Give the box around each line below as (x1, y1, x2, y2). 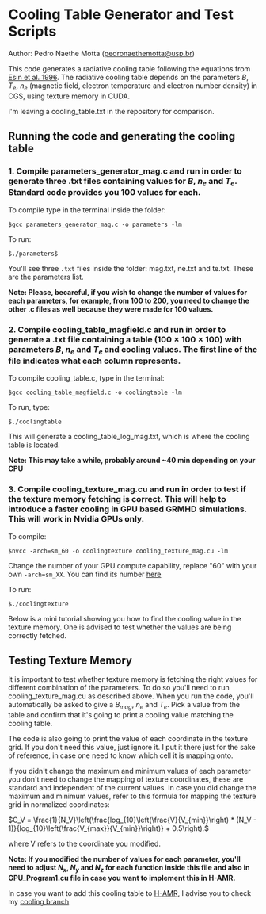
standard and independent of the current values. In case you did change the (8, 783, 257, 793)
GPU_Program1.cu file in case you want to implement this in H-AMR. (8, 873, 236, 882)
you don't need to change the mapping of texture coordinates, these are (8, 774, 244, 784)
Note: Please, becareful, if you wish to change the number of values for (8, 287, 248, 296)
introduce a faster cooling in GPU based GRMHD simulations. (8, 503, 247, 514)
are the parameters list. (8, 272, 85, 281)
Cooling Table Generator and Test (8, 6, 234, 24)
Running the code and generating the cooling (8, 129, 236, 143)
